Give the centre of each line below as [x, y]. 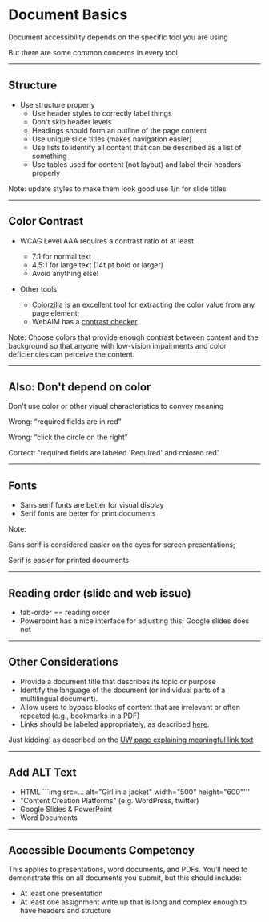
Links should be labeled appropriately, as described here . [114, 724]
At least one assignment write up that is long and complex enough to [133, 902]
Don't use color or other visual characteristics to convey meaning [116, 406]
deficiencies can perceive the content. [72, 354]
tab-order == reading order [65, 612]
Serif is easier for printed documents [69, 561]
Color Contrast [46, 221]
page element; [56, 313]
